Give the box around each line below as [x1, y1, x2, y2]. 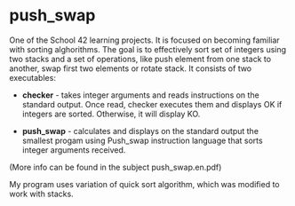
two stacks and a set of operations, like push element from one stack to [9, 53, 272, 64]
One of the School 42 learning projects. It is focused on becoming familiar [9, 35, 280, 45]
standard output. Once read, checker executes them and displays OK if [21, 99, 283, 109]
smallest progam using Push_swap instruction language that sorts [21, 135, 264, 146]
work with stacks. [9, 188, 74, 199]
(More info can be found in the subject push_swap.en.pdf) [9, 162, 222, 172]
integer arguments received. [21, 144, 126, 155]
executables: [9, 72, 56, 83]
